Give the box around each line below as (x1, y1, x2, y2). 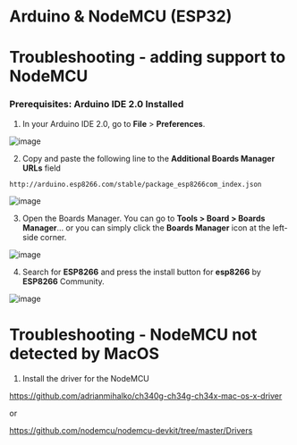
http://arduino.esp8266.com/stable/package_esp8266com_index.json (9, 180, 262, 189)
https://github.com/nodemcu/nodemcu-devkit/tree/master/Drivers (9, 424, 253, 435)
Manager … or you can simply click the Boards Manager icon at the (21, 222, 271, 233)
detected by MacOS (9, 343, 159, 364)
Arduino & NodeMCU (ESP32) (9, 6, 233, 27)
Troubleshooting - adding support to (9, 47, 286, 68)
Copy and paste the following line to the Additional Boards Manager (21, 153, 276, 164)
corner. (39, 231, 67, 242)
